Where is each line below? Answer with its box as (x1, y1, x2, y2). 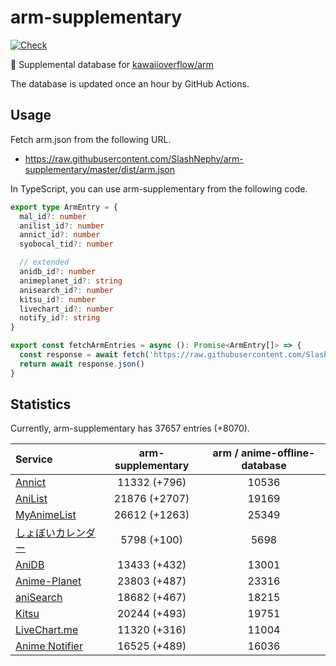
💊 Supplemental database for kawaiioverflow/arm (10, 58, 214, 70)
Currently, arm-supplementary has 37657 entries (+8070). (10, 422, 250, 435)
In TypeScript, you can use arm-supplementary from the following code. (10, 182, 308, 195)
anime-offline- (240, 446, 316, 460)
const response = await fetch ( (19, 350, 150, 360)
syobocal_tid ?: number (19, 239, 114, 250)
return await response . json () (19, 359, 145, 369)
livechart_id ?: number (19, 304, 114, 314)
